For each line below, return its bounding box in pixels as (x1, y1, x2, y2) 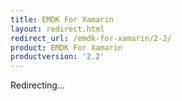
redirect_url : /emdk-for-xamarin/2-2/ (10, 33, 172, 43)
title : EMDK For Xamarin (10, 14, 114, 25)
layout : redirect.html (10, 24, 105, 34)
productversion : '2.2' (10, 52, 105, 62)
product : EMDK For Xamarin (10, 42, 123, 53)
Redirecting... (10, 79, 66, 91)
